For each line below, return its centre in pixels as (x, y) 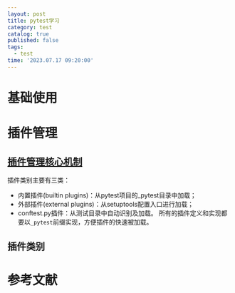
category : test (30, 27)
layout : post (27, 14)
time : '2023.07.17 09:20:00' (51, 61)
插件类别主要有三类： (38, 180)
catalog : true (28, 34)
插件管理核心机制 (45, 161)
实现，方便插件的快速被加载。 (109, 222)
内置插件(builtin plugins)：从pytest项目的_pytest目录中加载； (107, 195)
